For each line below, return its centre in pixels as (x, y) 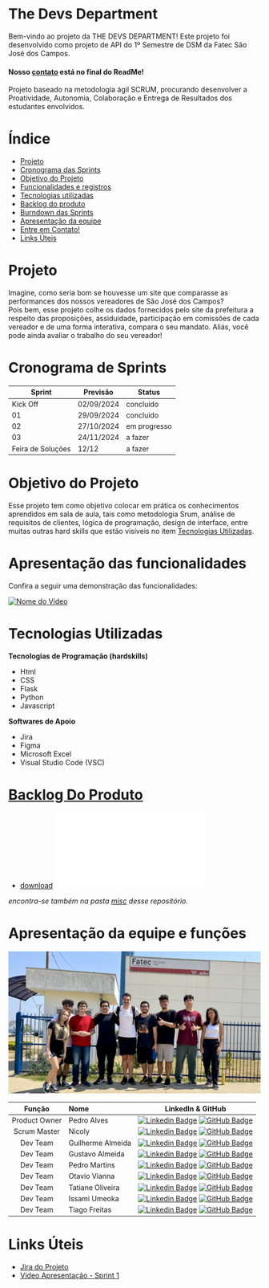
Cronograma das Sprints (60, 170)
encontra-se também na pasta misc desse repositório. (98, 901)
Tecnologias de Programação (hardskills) (78, 656)
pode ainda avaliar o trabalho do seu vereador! (85, 336)
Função (36, 1108)
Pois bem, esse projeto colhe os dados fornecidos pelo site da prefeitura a (131, 310)
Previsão (98, 392)
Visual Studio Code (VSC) (62, 763)
